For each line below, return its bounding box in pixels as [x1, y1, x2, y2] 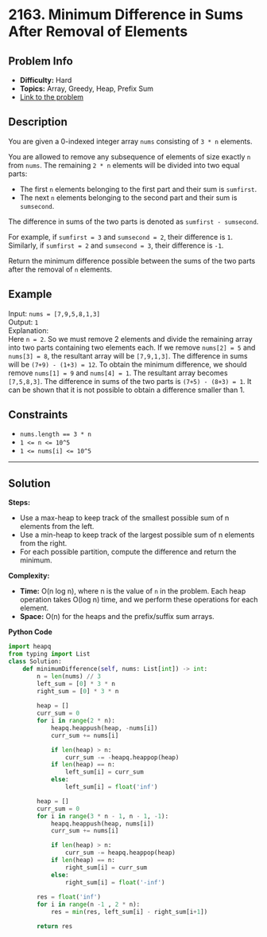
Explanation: [8, 325, 49, 335]
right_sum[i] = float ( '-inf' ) [64, 878, 165, 886]
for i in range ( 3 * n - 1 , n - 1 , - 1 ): [37, 812, 169, 820]
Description [8, 116, 68, 129]
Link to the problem [19, 92, 84, 101]
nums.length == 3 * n [19, 430, 91, 439]
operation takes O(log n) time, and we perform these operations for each [19, 595, 258, 605]
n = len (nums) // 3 [37, 672, 102, 680]
